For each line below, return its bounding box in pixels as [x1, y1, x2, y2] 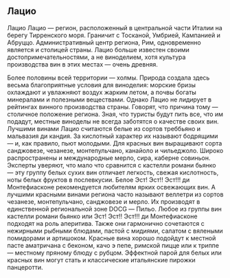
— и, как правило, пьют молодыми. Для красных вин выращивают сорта [7, 139, 222, 147]
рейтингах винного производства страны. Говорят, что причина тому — [7, 102, 218, 111]
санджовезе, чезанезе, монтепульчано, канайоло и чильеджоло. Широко [7, 146, 224, 154]
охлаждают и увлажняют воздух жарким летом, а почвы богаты [7, 88, 197, 96]
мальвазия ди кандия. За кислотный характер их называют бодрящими [7, 132, 218, 140]
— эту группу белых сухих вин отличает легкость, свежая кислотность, [7, 168, 219, 176]
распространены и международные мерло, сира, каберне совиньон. [7, 154, 211, 162]
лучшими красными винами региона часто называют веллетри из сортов [7, 190, 224, 198]
